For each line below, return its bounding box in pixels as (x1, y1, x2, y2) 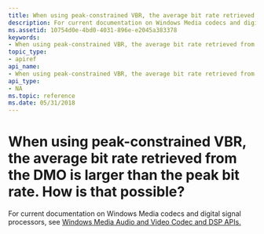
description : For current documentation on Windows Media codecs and (8, 19, 241, 27)
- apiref (8, 56, 37, 64)
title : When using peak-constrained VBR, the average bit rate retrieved (8, 11, 255, 20)
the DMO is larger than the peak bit (8, 166, 240, 185)
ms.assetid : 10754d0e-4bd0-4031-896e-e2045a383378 (8, 26, 178, 34)
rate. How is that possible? (8, 183, 185, 201)
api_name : (8, 63, 41, 71)
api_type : (8, 77, 41, 85)
